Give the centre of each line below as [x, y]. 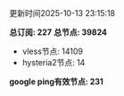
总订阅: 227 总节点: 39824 [58, 32]
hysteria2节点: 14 [54, 62]
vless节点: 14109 [52, 51]
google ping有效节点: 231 [57, 82]
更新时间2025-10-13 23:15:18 [62, 13]
